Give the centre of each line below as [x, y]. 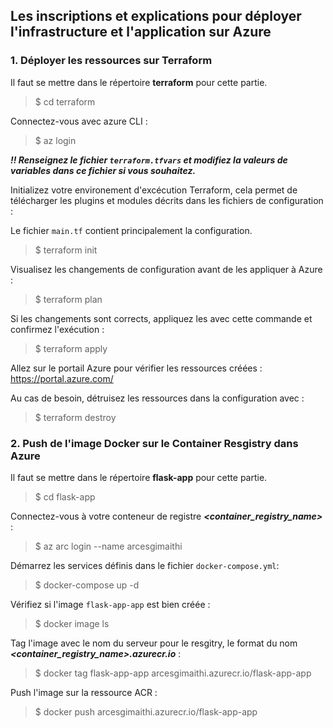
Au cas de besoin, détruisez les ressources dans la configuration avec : [157, 398]
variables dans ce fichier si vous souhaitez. [103, 170]
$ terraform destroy [75, 417]
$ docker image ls [72, 623]
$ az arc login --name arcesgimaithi [108, 546]
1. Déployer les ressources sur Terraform [111, 61]
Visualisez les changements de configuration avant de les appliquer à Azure [166, 269]
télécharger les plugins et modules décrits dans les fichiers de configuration [167, 200]
